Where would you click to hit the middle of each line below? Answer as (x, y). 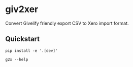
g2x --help (17, 59)
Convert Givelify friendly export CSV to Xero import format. (67, 23)
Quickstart (23, 39)
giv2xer (22, 9)
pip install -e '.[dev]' (31, 51)
